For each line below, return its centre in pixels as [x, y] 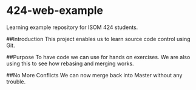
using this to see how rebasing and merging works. [70, 63]
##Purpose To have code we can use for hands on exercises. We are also [98, 57]
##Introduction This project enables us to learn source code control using [98, 39]
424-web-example [55, 11]
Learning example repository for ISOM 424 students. [72, 27]
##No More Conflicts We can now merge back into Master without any [94, 75]
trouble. [16, 82]
